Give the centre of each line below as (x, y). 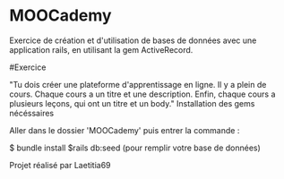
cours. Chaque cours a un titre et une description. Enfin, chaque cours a (142, 94)
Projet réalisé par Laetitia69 (60, 165)
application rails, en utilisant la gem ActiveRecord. (101, 49)
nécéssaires (32, 113)
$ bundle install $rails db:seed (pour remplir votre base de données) (135, 148)
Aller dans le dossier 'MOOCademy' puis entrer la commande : (125, 130)
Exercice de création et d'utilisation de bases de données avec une (133, 40)
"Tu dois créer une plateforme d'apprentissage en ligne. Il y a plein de (138, 84)
